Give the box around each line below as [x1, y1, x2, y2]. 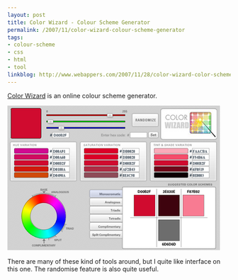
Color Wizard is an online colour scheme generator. [7, 91, 157, 100]
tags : [7, 34, 23, 41]
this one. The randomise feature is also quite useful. [7, 264, 159, 273]
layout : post [7, 11, 46, 18]
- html [7, 57, 27, 64]
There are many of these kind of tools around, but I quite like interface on [7, 257, 221, 265]
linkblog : [7, 71, 37, 78]
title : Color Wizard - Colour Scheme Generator [7, 18, 151, 26]
